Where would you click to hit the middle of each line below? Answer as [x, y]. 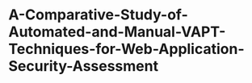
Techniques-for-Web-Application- [126, 49]
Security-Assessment [84, 66]
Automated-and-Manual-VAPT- [117, 32]
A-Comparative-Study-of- [98, 15]
